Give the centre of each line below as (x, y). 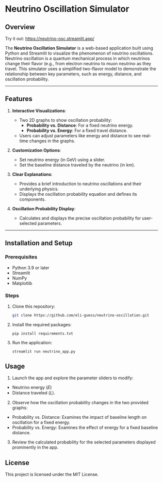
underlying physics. (39, 189)
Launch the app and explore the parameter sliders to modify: (73, 378)
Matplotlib (22, 283)
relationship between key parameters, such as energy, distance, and (73, 74)
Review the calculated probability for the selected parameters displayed (84, 442)
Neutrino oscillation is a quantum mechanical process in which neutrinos (78, 58)
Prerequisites (21, 257)
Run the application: (32, 342)
